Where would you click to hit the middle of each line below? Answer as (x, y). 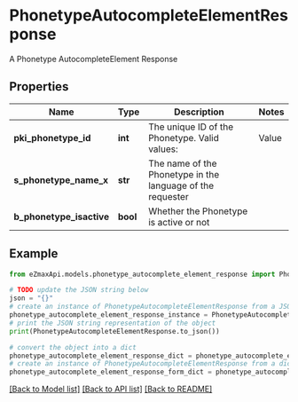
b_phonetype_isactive (61, 217)
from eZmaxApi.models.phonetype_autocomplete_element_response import (142, 274)
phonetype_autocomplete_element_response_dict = (101, 356)
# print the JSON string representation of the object (113, 323)
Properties (39, 87)
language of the (181, 185)
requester (168, 196)
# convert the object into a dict (73, 347)
